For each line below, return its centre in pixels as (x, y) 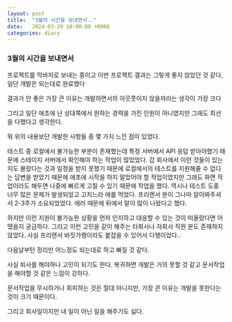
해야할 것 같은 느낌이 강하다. (52, 273)
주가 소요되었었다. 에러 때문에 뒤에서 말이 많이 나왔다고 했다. (106, 203)
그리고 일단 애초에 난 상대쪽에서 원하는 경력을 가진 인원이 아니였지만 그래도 (108, 113)
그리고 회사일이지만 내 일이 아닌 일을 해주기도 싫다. (75, 311)
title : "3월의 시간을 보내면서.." (52, 20)
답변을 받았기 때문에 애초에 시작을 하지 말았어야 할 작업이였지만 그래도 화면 (115, 177)
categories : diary (34, 33)
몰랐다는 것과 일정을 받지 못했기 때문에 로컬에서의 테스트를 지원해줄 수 (114, 168)
